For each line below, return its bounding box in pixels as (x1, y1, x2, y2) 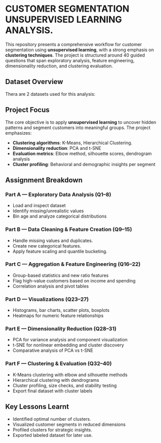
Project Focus (5, 106, 50, 114)
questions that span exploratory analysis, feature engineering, (5, 57, 135, 63)
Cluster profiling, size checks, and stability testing (12, 382, 117, 388)
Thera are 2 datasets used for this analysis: (5, 91, 96, 97)
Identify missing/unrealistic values (12, 208, 84, 214)
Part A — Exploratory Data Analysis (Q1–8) (5, 191, 111, 198)
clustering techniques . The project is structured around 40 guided (5, 52, 145, 58)
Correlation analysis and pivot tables (12, 283, 89, 289)
